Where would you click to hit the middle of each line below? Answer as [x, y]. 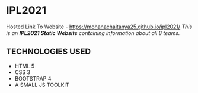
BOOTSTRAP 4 [33, 78]
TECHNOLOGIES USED [48, 52]
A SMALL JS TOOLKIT [42, 85]
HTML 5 [25, 66]
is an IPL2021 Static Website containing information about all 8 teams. [93, 33]
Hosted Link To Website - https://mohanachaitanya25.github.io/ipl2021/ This [99, 27]
